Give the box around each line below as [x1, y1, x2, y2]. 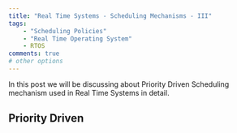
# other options [8, 58, 63, 66]
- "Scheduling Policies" [23, 27, 107, 35]
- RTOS [23, 42, 45, 50]
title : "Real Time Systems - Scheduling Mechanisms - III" [8, 11, 213, 20]
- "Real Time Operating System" [23, 34, 132, 43]
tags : [8, 19, 27, 28]
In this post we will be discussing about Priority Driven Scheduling [8, 79, 230, 89]
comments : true [8, 49, 60, 58]
